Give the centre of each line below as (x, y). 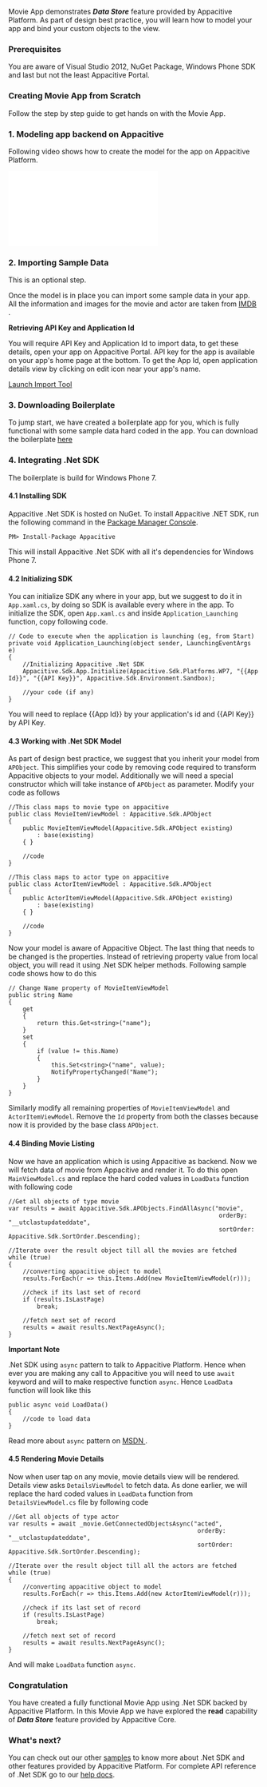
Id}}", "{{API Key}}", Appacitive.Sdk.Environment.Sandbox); (112, 679)
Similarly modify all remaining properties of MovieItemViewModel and (119, 1108)
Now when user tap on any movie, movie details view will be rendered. (124, 1476)
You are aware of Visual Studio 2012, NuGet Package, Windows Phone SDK (132, 66)
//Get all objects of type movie (64, 1201)
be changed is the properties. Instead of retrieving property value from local (133, 957)
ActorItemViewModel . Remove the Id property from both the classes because (133, 1117)
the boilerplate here (41, 440)
